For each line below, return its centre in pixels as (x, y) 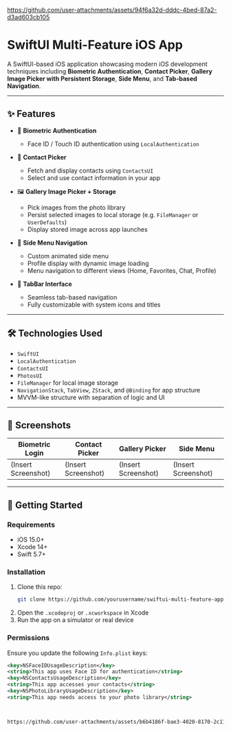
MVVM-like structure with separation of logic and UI (91, 397)
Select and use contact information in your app (94, 177)
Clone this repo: (40, 587)
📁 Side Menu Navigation (52, 243)
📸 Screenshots (39, 425)
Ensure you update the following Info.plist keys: (77, 653)
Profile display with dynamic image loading (88, 263)
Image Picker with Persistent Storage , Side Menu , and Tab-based (102, 78)
